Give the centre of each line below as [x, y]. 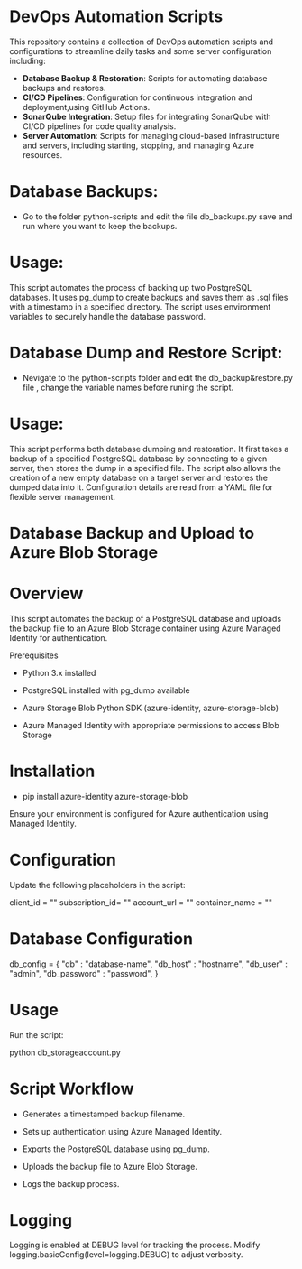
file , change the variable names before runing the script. [128, 387]
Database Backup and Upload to [132, 533]
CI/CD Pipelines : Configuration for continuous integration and [137, 97]
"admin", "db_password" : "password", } [84, 973]
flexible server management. [62, 496]
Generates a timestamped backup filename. [104, 1114]
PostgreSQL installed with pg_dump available [106, 690]
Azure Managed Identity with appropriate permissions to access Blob [151, 725]
